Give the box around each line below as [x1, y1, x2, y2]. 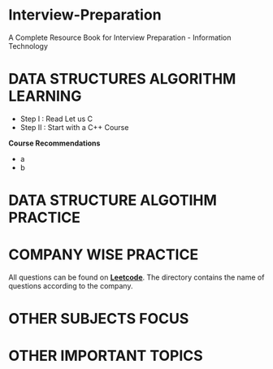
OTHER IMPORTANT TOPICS [8, 347, 203, 365]
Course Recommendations [8, 138, 101, 148]
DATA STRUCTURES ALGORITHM [8, 70, 236, 89]
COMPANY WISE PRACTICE [8, 245, 199, 264]
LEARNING [8, 87, 82, 106]
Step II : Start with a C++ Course [19, 122, 129, 132]
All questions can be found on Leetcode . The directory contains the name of [8, 272, 265, 282]
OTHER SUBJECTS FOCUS [8, 310, 189, 328]
